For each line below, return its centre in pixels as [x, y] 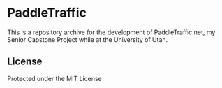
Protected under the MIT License [55, 78]
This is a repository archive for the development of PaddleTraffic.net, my [111, 32]
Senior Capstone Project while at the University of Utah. [88, 39]
